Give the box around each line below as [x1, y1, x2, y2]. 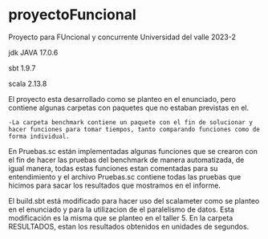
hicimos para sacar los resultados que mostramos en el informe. [8, 180, 221, 190]
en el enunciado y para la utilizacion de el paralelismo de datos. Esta [8, 205, 235, 214]
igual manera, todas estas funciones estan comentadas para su [8, 163, 218, 173]
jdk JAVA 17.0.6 [8, 47, 59, 57]
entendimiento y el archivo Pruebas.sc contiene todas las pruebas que [8, 172, 242, 181]
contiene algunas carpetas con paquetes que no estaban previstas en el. [8, 103, 250, 112]
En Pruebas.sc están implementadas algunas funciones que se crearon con [8, 146, 258, 156]
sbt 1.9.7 [8, 63, 36, 73]
